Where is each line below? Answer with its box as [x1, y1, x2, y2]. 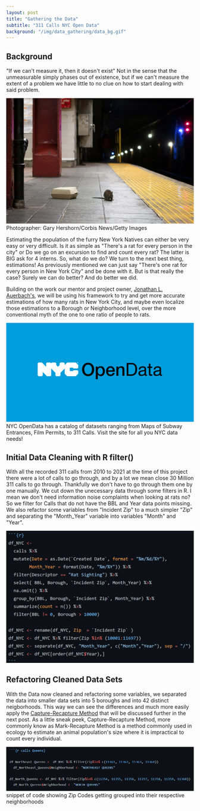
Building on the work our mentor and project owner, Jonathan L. [6, 285, 163, 293]
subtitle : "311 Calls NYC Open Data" [6, 22, 100, 28]
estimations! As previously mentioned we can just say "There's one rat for [6, 262, 187, 269]
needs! [6, 435, 23, 442]
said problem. [6, 87, 40, 94]
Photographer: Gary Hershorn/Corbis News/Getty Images [6, 225, 148, 232]
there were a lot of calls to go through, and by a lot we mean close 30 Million [6, 475, 194, 482]
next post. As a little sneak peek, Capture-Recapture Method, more [6, 715, 171, 723]
